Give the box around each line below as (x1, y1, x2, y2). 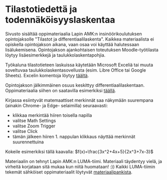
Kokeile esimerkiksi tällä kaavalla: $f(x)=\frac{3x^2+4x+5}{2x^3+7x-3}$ (5, 148, 154, 154)
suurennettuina (12, 139, 44, 145)
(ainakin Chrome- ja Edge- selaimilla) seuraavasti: (5, 102, 108, 108)
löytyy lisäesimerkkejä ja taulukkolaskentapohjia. (5, 52, 106, 58)
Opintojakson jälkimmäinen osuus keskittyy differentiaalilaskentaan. (5, 82, 145, 88)
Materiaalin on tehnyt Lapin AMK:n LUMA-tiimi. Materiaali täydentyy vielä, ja (5, 158, 162, 164)
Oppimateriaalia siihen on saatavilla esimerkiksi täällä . (5, 87, 116, 93)
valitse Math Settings (12, 117, 56, 123)
